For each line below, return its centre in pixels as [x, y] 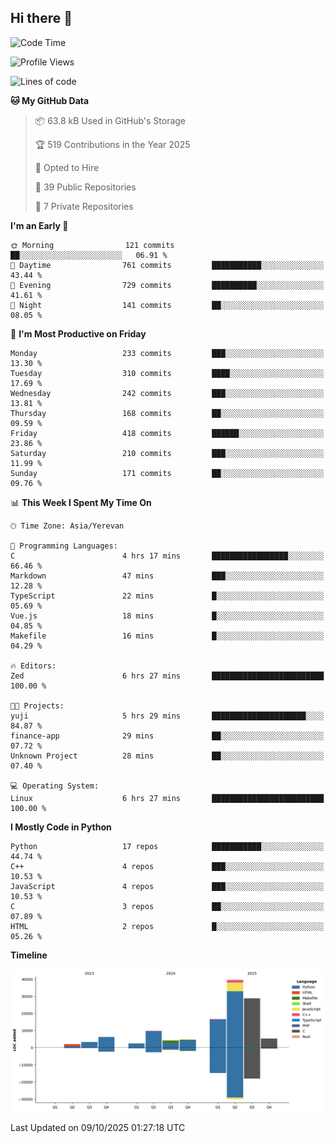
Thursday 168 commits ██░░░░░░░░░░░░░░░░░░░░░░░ [167, 413]
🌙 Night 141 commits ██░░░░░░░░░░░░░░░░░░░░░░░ [167, 305]
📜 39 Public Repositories [85, 187]
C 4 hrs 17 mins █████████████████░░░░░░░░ [167, 556]
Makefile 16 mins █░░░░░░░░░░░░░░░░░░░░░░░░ [167, 636]
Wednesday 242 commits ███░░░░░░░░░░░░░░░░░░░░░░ [167, 393]
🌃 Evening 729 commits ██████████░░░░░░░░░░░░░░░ [167, 285]
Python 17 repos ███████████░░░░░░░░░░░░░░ [167, 846]
